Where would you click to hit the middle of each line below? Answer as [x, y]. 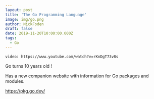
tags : [11, 38]
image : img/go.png [24, 19]
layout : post [19, 10]
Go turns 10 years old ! [29, 66]
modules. [15, 81]
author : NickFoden [24, 24]
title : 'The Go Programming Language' [46, 15]
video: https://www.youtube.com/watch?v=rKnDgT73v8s [62, 57]
